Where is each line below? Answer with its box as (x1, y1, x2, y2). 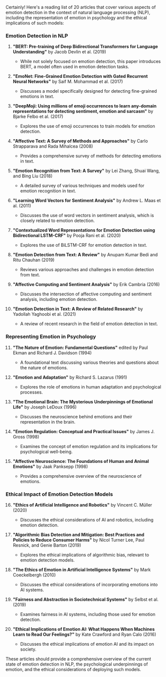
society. (20, 646, 37, 652)
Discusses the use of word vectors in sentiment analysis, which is (20, 213, 154, 219)
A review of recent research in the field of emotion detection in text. (20, 321, 158, 327)
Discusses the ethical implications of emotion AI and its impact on (20, 641, 155, 647)
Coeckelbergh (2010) (12, 572, 56, 578)
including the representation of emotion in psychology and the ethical (5, 15, 147, 20)
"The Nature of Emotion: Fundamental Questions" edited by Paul (12, 344, 148, 350)
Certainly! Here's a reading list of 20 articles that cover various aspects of (5, 4, 156, 10)
